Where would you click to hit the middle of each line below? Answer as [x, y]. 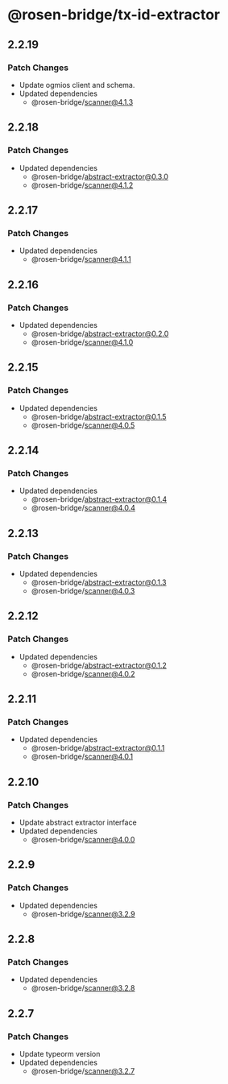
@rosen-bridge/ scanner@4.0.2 [83, 673]
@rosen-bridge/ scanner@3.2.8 [83, 988]
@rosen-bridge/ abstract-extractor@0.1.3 [99, 582]
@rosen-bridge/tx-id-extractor [114, 15]
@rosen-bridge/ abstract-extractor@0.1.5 [99, 416]
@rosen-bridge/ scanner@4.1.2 [82, 185]
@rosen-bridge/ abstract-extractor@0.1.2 [99, 665]
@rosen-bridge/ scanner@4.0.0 [83, 840]
